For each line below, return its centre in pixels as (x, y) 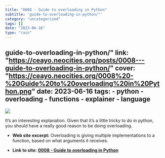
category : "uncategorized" (33, 19)
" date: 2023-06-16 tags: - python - (88, 91)
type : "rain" (19, 33)
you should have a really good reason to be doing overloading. (69, 126)
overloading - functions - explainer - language (78, 99)
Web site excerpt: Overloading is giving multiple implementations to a (83, 135)
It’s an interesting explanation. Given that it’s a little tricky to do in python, (80, 120)
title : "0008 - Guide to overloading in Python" (56, 10)
